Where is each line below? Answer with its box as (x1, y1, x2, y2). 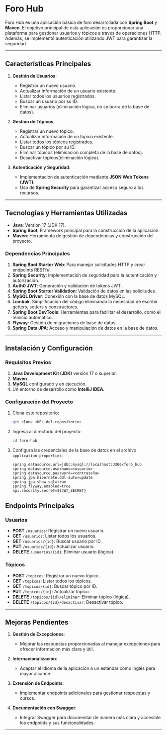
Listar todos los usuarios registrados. (19, 93, 96, 99)
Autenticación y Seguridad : (12, 164, 71, 170)
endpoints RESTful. (12, 267, 52, 273)
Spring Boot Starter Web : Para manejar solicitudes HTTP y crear (12, 262, 146, 268)
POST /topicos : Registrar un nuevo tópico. (12, 572, 100, 578)
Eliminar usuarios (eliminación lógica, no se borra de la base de (19, 103, 150, 109)
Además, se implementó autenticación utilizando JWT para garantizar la (5, 35, 153, 41)
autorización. (12, 277, 40, 283)
